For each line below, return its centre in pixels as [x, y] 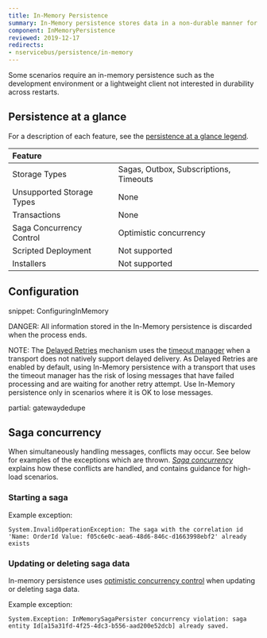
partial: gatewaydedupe [47, 408]
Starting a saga [38, 497]
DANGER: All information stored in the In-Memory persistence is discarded [130, 326]
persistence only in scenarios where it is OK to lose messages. [110, 392]
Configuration [44, 292]
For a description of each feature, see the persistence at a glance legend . [128, 136]
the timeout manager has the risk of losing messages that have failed [121, 375]
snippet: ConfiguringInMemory [58, 311]
